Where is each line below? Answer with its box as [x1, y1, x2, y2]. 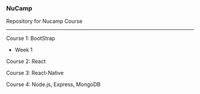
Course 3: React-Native [6, 70, 64, 77]
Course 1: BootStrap [6, 35, 55, 42]
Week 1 [14, 46, 33, 54]
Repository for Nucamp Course [6, 18, 83, 25]
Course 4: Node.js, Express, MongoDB [6, 81, 101, 88]
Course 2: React [6, 58, 46, 65]
